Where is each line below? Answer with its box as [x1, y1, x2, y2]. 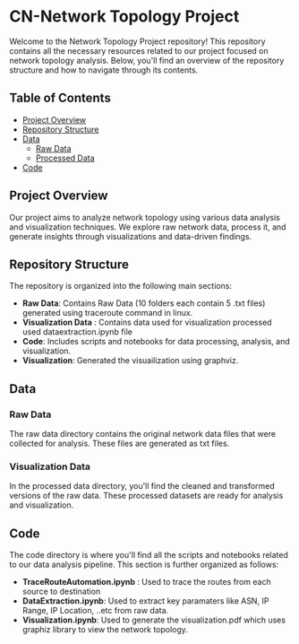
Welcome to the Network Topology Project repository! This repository [9, 36, 266, 47]
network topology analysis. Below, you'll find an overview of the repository [9, 55, 285, 65]
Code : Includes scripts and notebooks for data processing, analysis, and [21, 336, 291, 347]
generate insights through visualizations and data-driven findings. [9, 231, 252, 241]
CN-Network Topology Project [9, 6, 240, 27]
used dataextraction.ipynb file [21, 326, 132, 337]
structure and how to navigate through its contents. [9, 65, 199, 75]
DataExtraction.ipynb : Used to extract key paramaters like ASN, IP [21, 596, 269, 606]
